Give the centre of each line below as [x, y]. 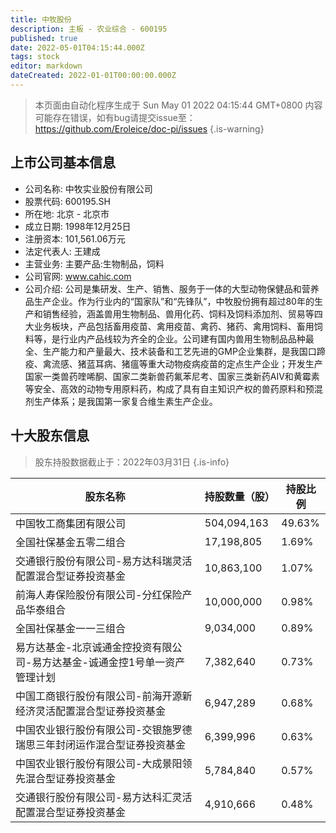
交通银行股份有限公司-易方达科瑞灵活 [104, 561]
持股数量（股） [239, 496]
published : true [44, 38]
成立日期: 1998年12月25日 [78, 226]
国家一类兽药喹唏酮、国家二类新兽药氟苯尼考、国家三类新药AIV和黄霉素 [172, 376]
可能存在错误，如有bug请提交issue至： [115, 117]
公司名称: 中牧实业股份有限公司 [88, 188]
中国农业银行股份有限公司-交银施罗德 [104, 729]
